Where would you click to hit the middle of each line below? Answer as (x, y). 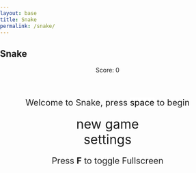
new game (108, 124)
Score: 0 (108, 70)
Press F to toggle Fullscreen (108, 161)
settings (108, 139)
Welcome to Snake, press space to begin (108, 103)
